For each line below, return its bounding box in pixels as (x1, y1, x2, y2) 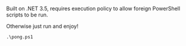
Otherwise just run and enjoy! (6, 23, 79, 29)
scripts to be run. (6, 11, 48, 18)
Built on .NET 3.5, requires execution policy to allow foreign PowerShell (6, 5, 181, 12)
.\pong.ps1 (6, 34, 33, 40)
